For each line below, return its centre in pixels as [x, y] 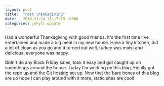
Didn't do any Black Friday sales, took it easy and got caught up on [73, 62]
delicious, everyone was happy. [37, 53]
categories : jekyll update [33, 23]
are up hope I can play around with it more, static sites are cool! [70, 78]
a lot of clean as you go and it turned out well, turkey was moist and [74, 48]
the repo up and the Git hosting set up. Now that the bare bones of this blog [82, 73]
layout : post [19, 10]
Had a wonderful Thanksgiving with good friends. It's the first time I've [77, 37]
